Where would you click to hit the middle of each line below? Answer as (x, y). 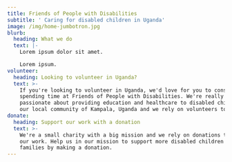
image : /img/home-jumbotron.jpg (54, 26)
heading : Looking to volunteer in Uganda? (75, 77)
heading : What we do (43, 39)
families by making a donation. (66, 148)
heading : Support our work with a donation (77, 122)
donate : (18, 116)
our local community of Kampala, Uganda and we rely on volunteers (118, 110)
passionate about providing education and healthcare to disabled (117, 103)
